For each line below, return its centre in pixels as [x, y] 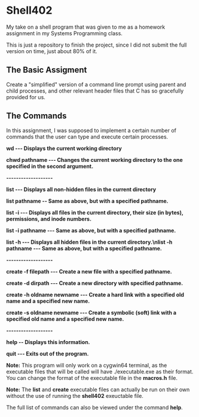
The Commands [36, 116]
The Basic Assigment [47, 70]
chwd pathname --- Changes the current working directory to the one [95, 160]
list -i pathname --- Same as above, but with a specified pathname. [91, 230]
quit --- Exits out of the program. [48, 354]
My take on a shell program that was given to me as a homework [86, 27]
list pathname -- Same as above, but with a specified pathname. [87, 201]
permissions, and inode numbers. [49, 219]
